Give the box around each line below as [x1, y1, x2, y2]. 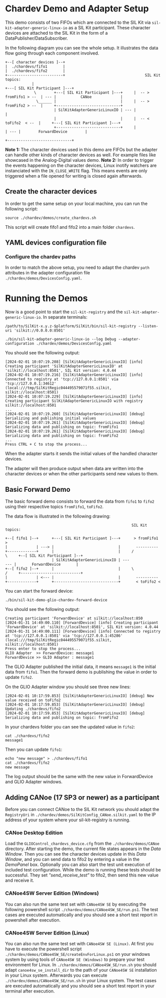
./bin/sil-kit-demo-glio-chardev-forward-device [5, 598, 108, 603]
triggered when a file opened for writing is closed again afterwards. [5, 173, 143, 179]
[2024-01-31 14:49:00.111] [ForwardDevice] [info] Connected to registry [5, 629, 161, 634]
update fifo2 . [5, 674, 33, 680]
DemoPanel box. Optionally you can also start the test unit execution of [5, 862, 150, 867]
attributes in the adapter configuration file [5, 270, 90, 276]
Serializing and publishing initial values [5, 416, 97, 421]
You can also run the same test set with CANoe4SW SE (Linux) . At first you [5, 940, 154, 946]
